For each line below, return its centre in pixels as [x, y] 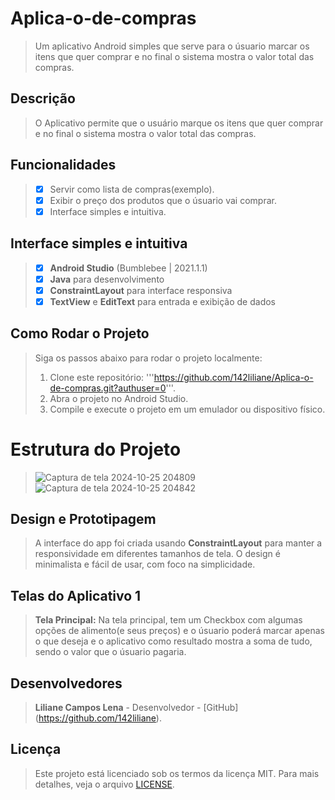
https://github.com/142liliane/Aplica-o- [233, 377]
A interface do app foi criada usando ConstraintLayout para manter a [178, 543]
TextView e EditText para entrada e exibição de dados [162, 301]
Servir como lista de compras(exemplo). [132, 189]
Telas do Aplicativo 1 [76, 595]
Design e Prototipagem [83, 518]
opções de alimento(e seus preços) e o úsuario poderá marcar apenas [179, 631]
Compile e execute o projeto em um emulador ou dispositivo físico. [187, 409]
